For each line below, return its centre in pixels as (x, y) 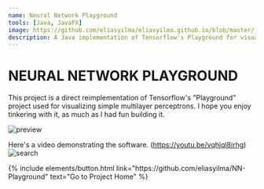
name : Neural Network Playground (63, 15)
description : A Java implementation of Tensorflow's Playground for (123, 37)
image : (19, 30)
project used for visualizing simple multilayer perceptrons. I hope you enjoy (130, 106)
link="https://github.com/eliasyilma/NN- (181, 169)
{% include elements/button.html (62, 169)
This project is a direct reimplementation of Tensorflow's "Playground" (122, 98)
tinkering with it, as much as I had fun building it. (86, 114)
